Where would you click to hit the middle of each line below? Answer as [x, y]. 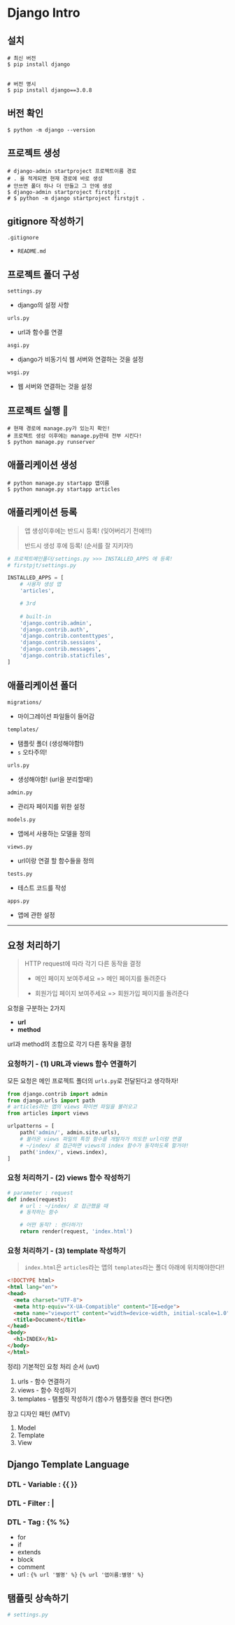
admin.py [20, 793]
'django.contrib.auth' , [55, 629]
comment [31, 1567]
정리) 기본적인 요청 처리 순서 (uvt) [54, 1366]
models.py [22, 820]
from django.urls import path [51, 1101]
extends [29, 1552]
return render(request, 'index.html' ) [76, 1232]
